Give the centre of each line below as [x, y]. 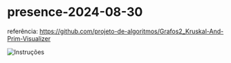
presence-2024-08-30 [75, 12]
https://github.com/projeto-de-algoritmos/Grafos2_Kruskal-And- [131, 31]
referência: [22, 31]
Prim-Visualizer [29, 38]
